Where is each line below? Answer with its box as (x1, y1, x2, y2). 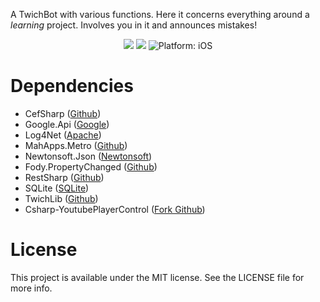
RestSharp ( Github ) (24, 171, 105, 183)
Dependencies (10, 75, 134, 98)
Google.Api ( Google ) (24, 118, 110, 130)
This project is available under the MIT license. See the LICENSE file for (10, 271, 305, 283)
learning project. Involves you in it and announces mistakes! (10, 19, 258, 31)
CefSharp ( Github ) (24, 107, 102, 119)
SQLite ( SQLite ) (24, 182, 90, 194)
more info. (10, 282, 53, 294)
